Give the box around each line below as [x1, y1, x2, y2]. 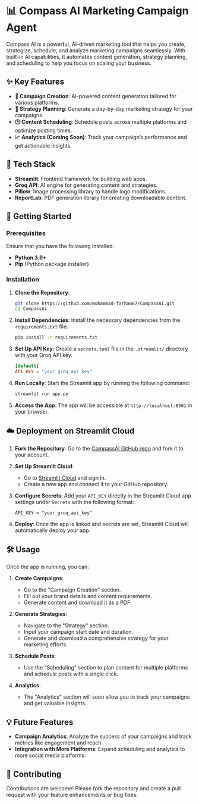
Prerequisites [6, 229, 46, 237]
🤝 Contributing [6, 769, 62, 779]
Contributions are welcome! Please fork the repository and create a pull [6, 785, 181, 792]
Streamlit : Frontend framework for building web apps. [14, 175, 147, 182]
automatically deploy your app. [14, 527, 91, 534]
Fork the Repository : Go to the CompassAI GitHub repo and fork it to [14, 445, 184, 452]
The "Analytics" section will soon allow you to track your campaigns [23, 693, 190, 700]
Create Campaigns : [14, 575, 64, 582]
